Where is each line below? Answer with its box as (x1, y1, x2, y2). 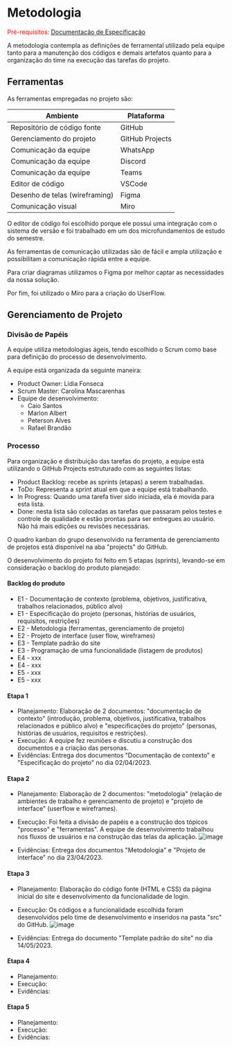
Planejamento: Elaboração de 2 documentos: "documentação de (17, 707, 202, 715)
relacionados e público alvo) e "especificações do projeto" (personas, (17, 722, 217, 730)
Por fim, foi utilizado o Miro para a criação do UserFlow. (7, 289, 166, 297)
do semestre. (7, 234, 45, 242)
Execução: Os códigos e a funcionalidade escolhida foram (17, 906, 184, 914)
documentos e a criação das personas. (17, 744, 129, 753)
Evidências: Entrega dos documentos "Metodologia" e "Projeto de (17, 846, 206, 854)
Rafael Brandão (27, 424, 72, 432)
